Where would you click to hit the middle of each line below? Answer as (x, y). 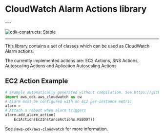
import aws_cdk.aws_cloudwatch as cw (43, 97)
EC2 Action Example (37, 81)
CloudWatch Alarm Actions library (76, 9)
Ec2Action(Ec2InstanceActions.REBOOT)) (54, 119)
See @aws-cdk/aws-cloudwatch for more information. (57, 129)
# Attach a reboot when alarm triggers (46, 111)
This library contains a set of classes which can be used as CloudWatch (77, 46)
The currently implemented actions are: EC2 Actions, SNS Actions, (72, 60)
